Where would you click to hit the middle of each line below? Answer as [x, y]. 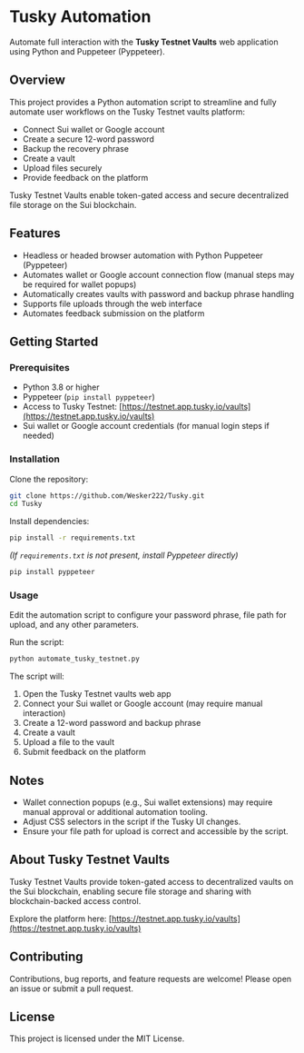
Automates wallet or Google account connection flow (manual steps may [158, 274]
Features [35, 233]
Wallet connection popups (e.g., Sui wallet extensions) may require [147, 802]
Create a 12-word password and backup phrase [112, 723]
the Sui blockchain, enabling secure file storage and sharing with [131, 891]
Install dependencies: [49, 522]
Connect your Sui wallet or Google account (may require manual [142, 704]
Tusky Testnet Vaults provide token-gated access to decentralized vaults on [152, 881]
